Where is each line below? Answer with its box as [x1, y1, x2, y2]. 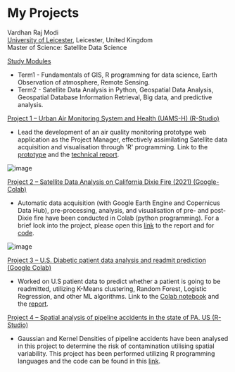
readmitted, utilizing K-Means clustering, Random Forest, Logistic [17, 284, 208, 293]
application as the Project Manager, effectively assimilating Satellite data [17, 135, 228, 144]
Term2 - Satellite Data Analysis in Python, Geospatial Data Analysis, [17, 85, 214, 94]
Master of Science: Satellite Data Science [7, 43, 127, 51]
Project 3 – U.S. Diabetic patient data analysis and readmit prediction [7, 256, 206, 264]
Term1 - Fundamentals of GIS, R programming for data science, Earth [17, 70, 218, 79]
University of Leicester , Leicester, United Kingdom [7, 35, 153, 44]
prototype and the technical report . [17, 150, 120, 159]
